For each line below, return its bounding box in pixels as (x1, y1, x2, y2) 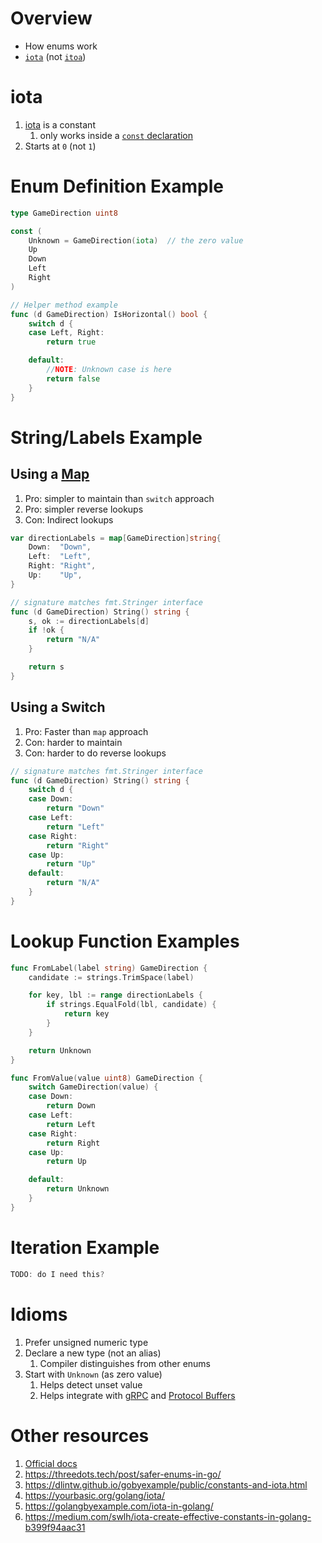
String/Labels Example (10, 426, 203, 449)
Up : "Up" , (28, 570, 83, 581)
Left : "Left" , (28, 552, 92, 562)
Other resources (10, 1424, 150, 1447)
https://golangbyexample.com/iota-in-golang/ (24, 1500, 214, 1512)
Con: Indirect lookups (24, 513, 114, 526)
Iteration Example (10, 1237, 160, 1259)
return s (28, 662, 65, 672)
